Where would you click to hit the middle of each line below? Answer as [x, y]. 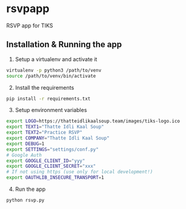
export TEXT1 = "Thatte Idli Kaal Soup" [55, 127]
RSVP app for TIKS [30, 25]
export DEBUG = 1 [25, 144]
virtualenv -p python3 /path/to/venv [54, 70]
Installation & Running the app [64, 45]
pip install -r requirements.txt [48, 99]
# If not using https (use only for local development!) [80, 172]
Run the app [30, 189]
